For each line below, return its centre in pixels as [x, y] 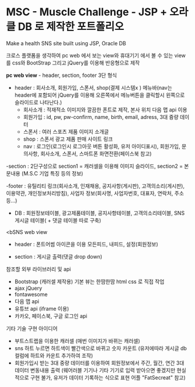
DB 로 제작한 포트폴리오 [71, 27]
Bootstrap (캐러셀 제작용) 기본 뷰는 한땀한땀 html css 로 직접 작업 [89, 281]
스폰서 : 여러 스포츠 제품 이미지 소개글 [66, 131]
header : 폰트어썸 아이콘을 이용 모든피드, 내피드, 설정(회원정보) [86, 244]
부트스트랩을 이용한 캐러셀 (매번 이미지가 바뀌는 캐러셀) [77, 341]
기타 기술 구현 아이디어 [32, 328]
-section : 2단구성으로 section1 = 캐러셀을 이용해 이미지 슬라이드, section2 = [94, 166]
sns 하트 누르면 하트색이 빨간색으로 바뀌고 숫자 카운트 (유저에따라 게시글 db [100, 348]
